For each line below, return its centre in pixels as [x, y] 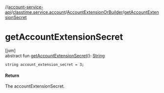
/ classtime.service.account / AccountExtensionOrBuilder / [68, 12]
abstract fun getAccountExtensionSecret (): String [55, 56]
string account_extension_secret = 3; [45, 65]
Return [12, 75]
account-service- [26, 7]
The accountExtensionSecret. [35, 86]
